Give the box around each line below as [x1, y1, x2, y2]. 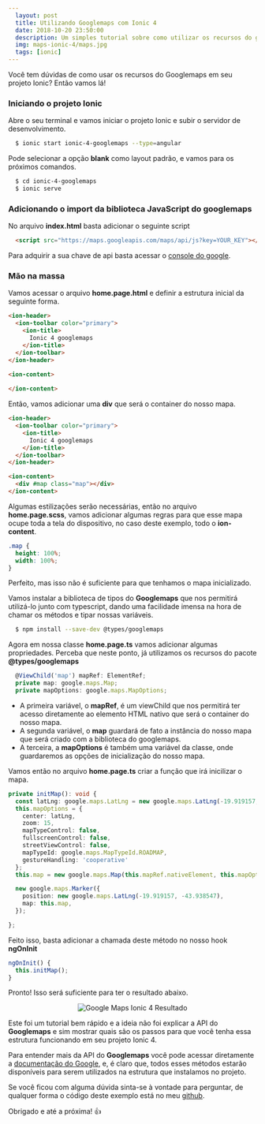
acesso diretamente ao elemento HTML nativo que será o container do [19, 709, 250, 719]
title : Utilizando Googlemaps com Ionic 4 [15, 19, 157, 27]
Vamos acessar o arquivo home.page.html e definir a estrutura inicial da [8, 289, 244, 298]
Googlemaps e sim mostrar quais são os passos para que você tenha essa [8, 1027, 252, 1036]
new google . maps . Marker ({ [15, 885, 101, 893]
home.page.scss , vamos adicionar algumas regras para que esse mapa [8, 510, 243, 519]
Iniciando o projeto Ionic [8, 98, 103, 109]
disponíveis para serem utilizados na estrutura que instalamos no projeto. [8, 1067, 247, 1077]
